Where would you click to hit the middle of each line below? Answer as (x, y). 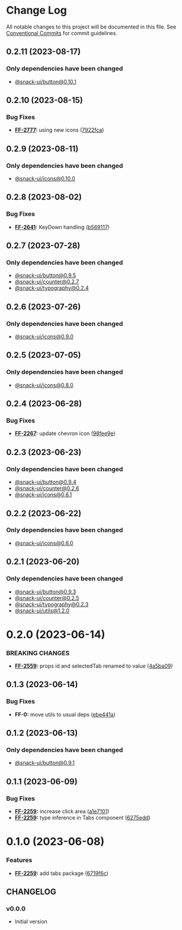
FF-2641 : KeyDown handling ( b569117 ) (62, 227)
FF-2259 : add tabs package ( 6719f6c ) (61, 873)
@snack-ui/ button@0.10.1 (46, 81)
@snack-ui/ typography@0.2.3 (52, 604)
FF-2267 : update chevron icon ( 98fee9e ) (65, 433)
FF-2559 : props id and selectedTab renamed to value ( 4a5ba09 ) (94, 666)
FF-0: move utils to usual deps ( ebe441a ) (65, 714)
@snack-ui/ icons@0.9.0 (44, 337)
